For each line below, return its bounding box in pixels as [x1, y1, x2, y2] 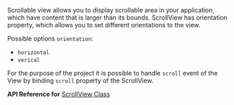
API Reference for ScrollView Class [7, 90, 110, 98]
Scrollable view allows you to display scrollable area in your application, [7, 6, 215, 14]
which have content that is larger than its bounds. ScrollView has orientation [7, 13, 228, 22]
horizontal [17, 49, 50, 56]
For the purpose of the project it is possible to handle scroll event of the [7, 69, 218, 77]
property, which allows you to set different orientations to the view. [7, 21, 201, 29]
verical [17, 57, 40, 64]
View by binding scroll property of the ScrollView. [7, 76, 154, 85]
